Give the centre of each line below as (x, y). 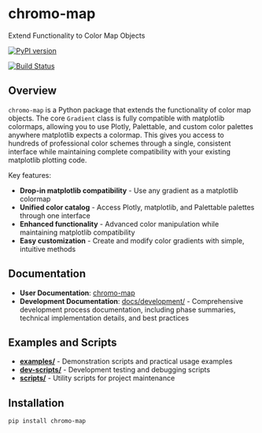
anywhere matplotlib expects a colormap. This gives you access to (116, 135)
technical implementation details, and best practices (104, 318)
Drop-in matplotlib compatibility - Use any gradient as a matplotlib (129, 191)
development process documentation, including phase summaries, (127, 309)
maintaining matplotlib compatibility (77, 232)
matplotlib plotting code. (48, 160)
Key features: (30, 175)
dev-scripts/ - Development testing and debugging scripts (115, 370)
